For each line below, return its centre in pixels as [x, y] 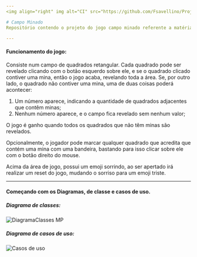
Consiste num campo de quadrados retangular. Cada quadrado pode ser [94, 65]
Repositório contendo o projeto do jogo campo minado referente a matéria [99, 28]
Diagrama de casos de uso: [40, 233]
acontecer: [19, 89]
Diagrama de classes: [33, 205]
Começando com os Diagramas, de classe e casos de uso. [78, 192]
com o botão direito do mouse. [43, 155]
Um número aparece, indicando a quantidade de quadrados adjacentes [101, 101]
